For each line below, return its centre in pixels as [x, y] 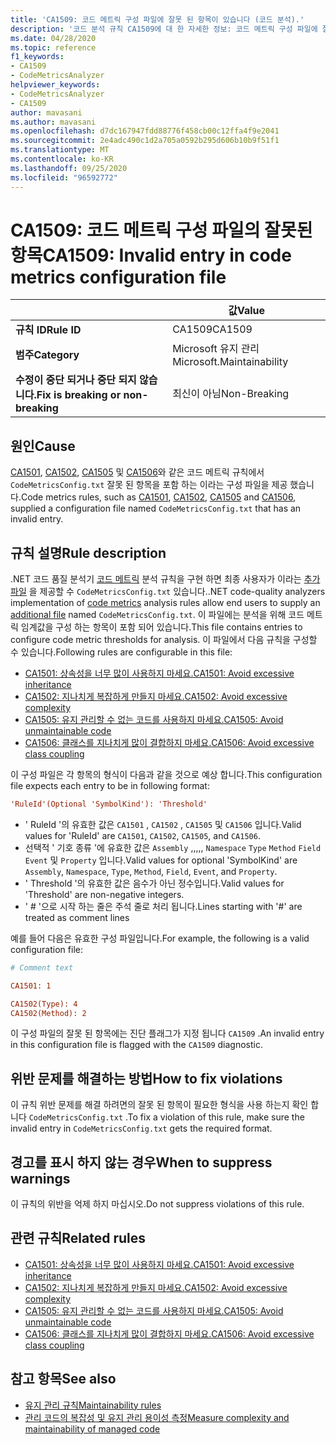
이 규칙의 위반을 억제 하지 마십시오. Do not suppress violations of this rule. [157, 1204]
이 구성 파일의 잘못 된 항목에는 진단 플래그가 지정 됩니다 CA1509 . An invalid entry [167, 1033]
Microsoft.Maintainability [230, 362]
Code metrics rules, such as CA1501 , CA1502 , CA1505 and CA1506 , [158, 497]
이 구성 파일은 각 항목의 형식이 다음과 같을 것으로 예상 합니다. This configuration [166, 775]
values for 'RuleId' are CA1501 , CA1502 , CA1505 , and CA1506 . [142, 835]
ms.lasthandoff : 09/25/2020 [69, 168]
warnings [40, 1178]
